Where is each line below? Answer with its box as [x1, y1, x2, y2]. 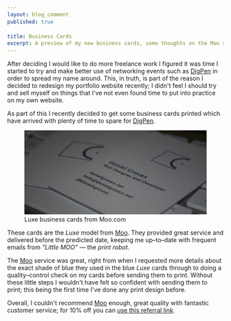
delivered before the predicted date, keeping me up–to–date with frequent [7, 235, 217, 243]
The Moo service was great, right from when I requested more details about [7, 256, 222, 264]
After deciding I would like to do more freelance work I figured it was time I [7, 60, 219, 68]
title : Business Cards [7, 33, 72, 40]
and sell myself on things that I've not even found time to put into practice [7, 89, 216, 97]
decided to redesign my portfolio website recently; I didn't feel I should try [7, 82, 217, 90]
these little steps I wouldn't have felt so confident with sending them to [7, 278, 208, 286]
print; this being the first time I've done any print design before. [7, 285, 187, 294]
